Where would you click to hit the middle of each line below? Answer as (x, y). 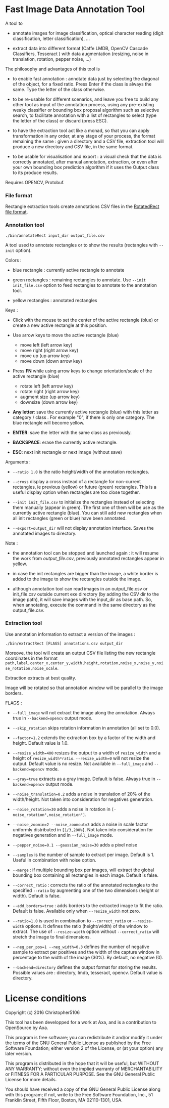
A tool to (14, 23)
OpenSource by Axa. (27, 1028)
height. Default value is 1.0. (41, 743)
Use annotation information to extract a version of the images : (70, 634)
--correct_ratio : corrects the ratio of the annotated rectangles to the (85, 885)
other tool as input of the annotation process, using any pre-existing (83, 104)
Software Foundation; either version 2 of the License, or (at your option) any (84, 1048)
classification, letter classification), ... (51, 38)
